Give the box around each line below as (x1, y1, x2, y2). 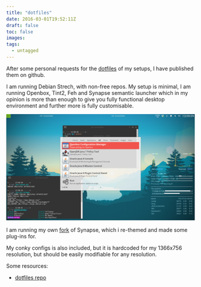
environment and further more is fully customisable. (6, 102, 134, 109)
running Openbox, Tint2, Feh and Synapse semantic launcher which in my (6, 89, 188, 96)
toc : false (6, 29, 33, 35)
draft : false (6, 22, 39, 28)
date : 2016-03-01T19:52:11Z (6, 16, 77, 22)
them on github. (6, 71, 45, 78)
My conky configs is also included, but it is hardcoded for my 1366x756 (6, 244, 182, 252)
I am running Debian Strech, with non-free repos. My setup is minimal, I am (6, 83, 191, 90)
